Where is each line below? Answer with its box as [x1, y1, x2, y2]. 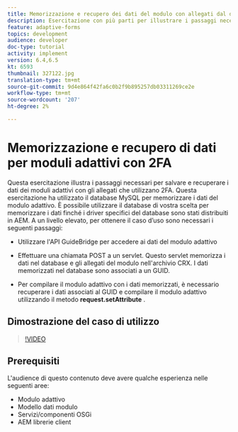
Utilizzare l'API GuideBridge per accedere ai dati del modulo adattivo [17, 237, 217, 246]
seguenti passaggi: [7, 223, 63, 232]
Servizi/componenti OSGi [17, 410, 92, 419]
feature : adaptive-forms [7, 23, 81, 31]
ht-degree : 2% [7, 103, 50, 110]
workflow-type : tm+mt [7, 90, 72, 97]
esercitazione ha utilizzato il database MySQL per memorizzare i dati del [7, 193, 218, 202]
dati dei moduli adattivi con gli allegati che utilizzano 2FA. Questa [7, 185, 197, 194]
